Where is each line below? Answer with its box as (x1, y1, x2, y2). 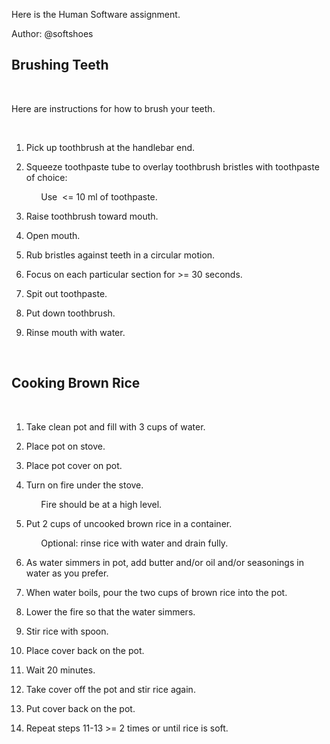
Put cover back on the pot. (25, 702, 136, 714)
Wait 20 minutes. (25, 664, 96, 676)
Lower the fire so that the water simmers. (25, 605, 196, 618)
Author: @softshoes (11, 28, 94, 39)
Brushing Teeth (11, 57, 109, 74)
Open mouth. (25, 229, 81, 241)
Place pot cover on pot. (25, 459, 123, 471)
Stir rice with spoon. (25, 625, 109, 637)
